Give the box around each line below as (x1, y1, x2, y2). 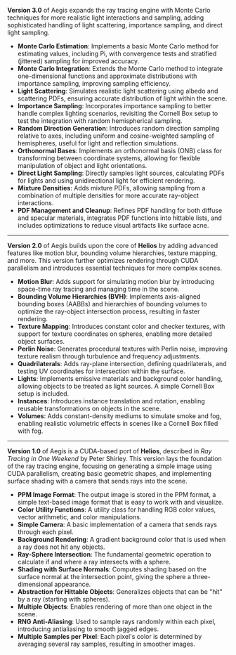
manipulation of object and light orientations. (17, 162, 147, 169)
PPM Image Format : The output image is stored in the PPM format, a (17, 491, 216, 498)
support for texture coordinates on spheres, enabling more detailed (17, 330, 213, 338)
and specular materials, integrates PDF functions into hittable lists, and (17, 214, 223, 222)
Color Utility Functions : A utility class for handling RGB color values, (17, 505, 216, 514)
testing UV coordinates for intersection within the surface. (17, 367, 185, 375)
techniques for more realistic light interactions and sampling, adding (7, 13, 204, 22)
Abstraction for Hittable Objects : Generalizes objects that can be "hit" (17, 588, 223, 596)
